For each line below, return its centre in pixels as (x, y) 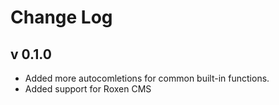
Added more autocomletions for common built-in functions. (147, 78)
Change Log (61, 17)
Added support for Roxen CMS (88, 89)
